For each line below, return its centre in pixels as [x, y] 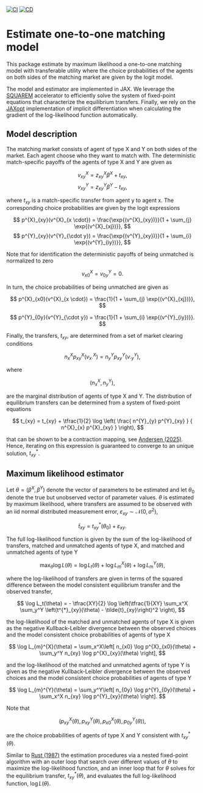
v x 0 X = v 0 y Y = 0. [102, 274]
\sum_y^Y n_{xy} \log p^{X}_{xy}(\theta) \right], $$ [102, 653]
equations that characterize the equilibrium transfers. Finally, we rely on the [101, 102]
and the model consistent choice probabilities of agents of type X [88, 635]
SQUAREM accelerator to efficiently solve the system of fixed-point [91, 95]
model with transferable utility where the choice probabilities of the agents [100, 70]
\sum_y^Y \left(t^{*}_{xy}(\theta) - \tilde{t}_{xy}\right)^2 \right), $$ [102, 609]
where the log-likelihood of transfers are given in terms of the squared [94, 578]
